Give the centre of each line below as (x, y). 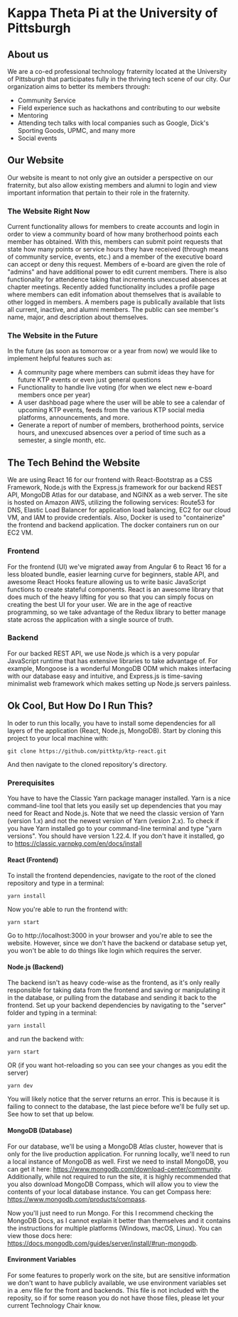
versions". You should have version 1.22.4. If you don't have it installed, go (116, 836)
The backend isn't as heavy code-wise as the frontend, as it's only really (114, 983)
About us (28, 54)
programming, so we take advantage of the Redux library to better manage (117, 612)
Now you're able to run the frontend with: (68, 909)
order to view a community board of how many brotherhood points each (113, 234)
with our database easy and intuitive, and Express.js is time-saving (105, 676)
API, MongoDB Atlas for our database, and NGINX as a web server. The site (118, 495)
